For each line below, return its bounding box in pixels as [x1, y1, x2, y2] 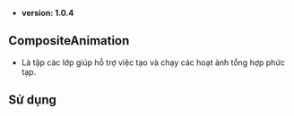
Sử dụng [8, 93, 57, 108]
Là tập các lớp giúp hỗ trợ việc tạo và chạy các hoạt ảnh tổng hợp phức [21, 57, 286, 68]
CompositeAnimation [8, 33, 130, 48]
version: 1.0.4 [21, 8, 74, 18]
